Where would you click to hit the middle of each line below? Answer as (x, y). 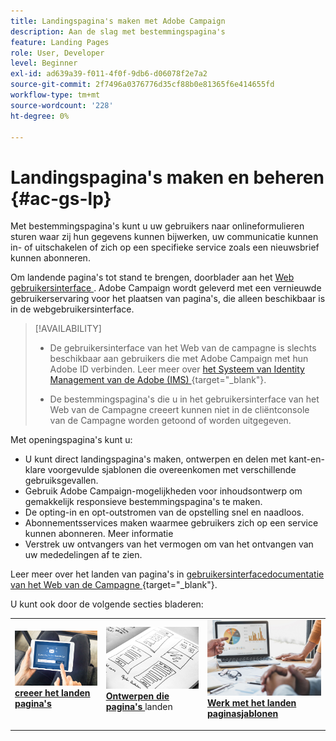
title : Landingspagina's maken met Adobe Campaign (118, 21)
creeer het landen (52, 692)
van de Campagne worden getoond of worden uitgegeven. (170, 421)
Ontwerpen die (137, 696)
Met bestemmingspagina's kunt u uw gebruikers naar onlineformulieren (157, 226)
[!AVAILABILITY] (68, 329)
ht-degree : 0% (40, 116)
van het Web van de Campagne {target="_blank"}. (114, 585)
